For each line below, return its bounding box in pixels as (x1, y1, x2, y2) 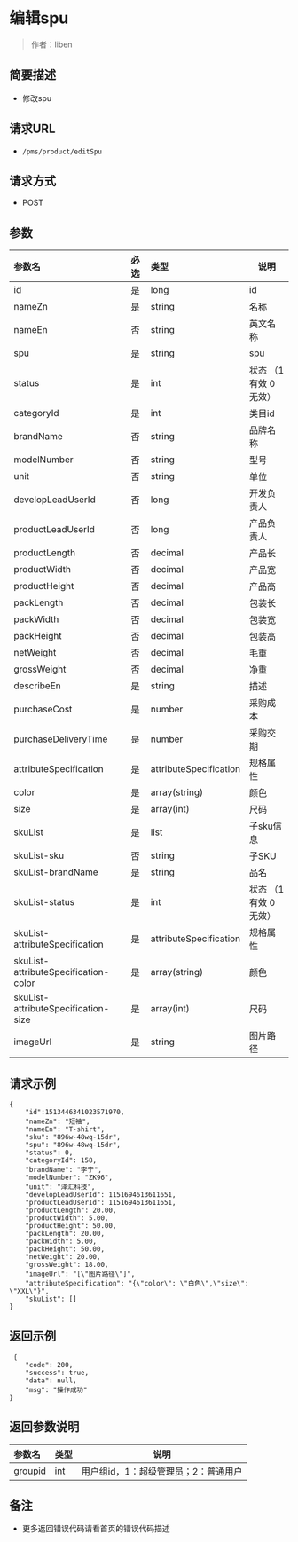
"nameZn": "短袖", (25, 1117, 90, 1126)
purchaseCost (13, 703, 73, 715)
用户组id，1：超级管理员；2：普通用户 (81, 1465, 243, 1477)
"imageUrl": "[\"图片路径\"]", (25, 1270, 136, 1278)
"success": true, (25, 1368, 90, 1377)
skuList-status (13, 896, 75, 909)
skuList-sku (13, 849, 65, 861)
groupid (13, 1465, 47, 1477)
